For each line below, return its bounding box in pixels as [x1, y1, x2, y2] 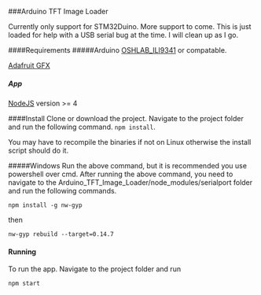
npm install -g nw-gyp [8, 201, 83, 209]
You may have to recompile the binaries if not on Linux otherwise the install [8, 137, 252, 146]
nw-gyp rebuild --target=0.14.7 [8, 230, 114, 238]
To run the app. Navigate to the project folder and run [8, 264, 182, 274]
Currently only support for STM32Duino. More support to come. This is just [8, 22, 252, 31]
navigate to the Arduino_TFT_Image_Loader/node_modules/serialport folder [8, 177, 253, 187]
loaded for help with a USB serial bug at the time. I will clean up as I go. [8, 31, 239, 39]
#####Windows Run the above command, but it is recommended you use [8, 160, 248, 170]
